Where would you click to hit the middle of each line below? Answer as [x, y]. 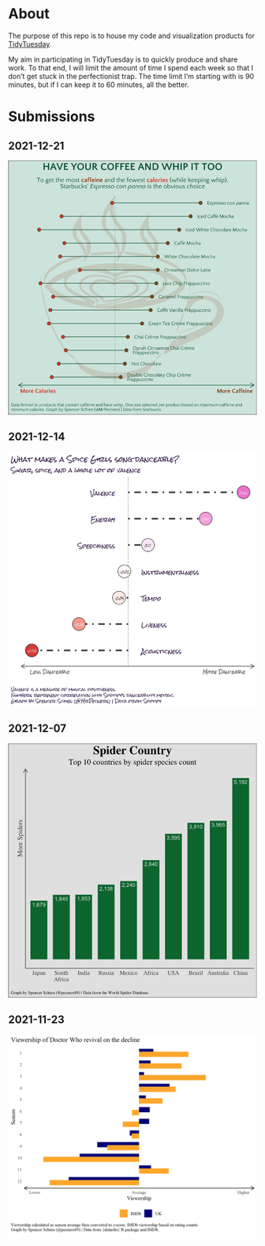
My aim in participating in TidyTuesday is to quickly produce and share [123, 59]
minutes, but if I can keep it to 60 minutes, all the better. [99, 85]
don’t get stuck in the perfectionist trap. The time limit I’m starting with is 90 [131, 76]
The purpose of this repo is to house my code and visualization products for [131, 36]
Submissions [52, 117]
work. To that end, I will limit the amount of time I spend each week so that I [131, 67]
